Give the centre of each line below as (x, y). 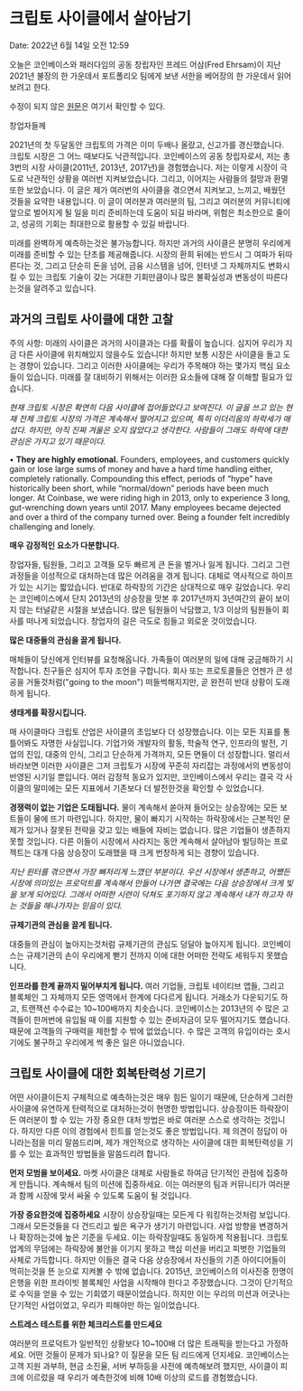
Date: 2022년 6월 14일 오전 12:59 (69, 45)
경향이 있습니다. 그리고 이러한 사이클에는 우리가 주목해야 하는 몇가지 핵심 (146, 365)
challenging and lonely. (52, 526)
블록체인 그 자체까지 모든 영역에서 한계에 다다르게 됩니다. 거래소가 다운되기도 (144, 997)
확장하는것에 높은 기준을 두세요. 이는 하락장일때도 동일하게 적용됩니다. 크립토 (153, 1237)
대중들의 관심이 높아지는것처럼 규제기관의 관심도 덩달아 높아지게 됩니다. (134, 944)
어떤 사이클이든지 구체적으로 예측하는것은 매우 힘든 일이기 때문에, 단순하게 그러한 (151, 1097)
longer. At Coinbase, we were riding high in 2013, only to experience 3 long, (150, 497)
